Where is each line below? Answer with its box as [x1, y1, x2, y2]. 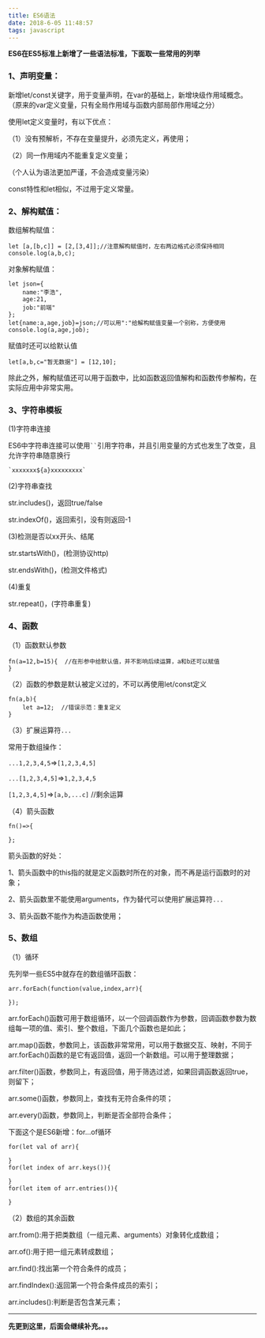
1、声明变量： [8, 70, 61, 81]
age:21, [22, 295, 47, 303]
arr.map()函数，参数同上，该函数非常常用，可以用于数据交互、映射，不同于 [8, 1040, 252, 1049]
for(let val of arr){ [8, 1143, 80, 1151]
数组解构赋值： [8, 225, 57, 234]
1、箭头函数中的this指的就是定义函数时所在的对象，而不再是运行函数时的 [8, 867, 244, 877]
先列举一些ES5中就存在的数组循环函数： [8, 969, 139, 978]
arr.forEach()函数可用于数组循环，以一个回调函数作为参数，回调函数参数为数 [8, 1013, 257, 1022]
